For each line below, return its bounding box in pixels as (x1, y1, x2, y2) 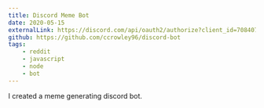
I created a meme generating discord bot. (8, 91, 143, 100)
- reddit (22, 48, 51, 56)
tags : (8, 41, 26, 49)
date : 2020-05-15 (8, 19, 65, 27)
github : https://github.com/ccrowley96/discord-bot (8, 33, 181, 41)
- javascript (22, 56, 65, 63)
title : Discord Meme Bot (8, 11, 90, 20)
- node (22, 63, 44, 70)
